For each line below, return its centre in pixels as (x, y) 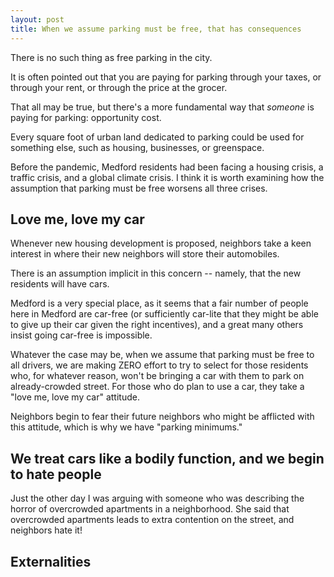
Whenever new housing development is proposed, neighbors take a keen (161, 243)
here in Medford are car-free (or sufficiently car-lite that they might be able (164, 314)
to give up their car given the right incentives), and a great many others (157, 325)
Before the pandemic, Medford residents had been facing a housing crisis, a (167, 167)
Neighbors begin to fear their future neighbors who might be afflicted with (162, 417)
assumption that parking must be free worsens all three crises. (139, 188)
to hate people (56, 474)
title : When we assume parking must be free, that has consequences (156, 29)
